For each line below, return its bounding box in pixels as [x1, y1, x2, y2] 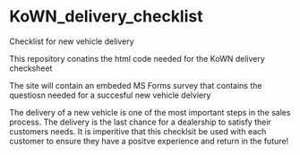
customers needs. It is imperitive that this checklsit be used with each [9, 125, 267, 136]
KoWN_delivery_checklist [9, 6, 203, 27]
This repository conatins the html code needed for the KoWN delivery [9, 53, 266, 64]
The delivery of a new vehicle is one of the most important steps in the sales [9, 107, 291, 117]
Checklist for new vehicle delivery [9, 36, 134, 47]
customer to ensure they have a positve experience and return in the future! [9, 135, 289, 146]
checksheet [9, 63, 53, 73]
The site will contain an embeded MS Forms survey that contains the [9, 80, 262, 90]
